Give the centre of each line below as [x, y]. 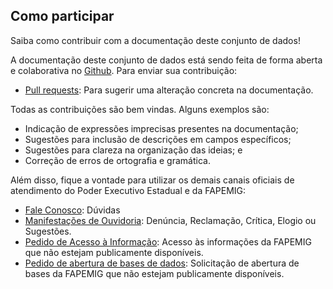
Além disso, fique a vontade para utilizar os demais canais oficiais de [152, 180]
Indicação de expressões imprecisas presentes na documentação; [161, 128]
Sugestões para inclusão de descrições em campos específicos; [158, 139]
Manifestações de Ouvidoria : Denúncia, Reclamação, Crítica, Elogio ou [170, 220]
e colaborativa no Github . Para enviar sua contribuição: [124, 70]
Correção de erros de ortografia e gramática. [117, 160]
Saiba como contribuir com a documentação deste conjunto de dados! [155, 40]
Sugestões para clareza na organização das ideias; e [133, 150]
